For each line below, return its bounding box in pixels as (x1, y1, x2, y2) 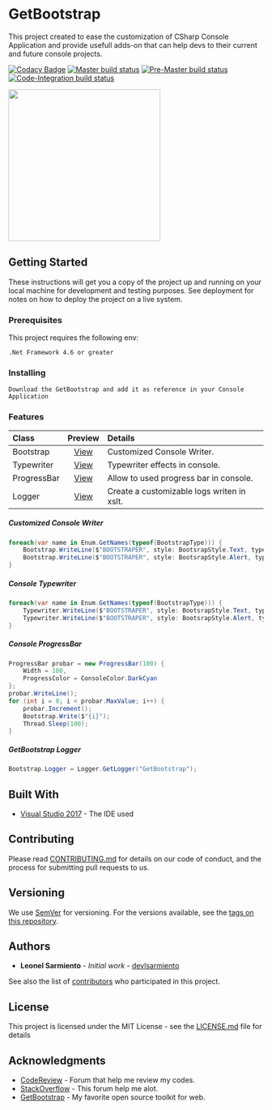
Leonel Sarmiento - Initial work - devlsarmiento (19, 961, 180, 971)
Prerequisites (8, 314, 62, 325)
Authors (8, 939, 51, 953)
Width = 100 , (23, 667, 67, 675)
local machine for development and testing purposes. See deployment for (8, 285, 254, 296)
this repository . (8, 916, 59, 925)
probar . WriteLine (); (8, 690, 79, 698)
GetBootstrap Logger (8, 744, 81, 754)
